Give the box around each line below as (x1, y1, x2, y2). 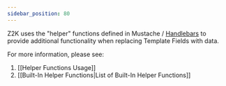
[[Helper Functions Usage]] (17, 63, 96, 71)
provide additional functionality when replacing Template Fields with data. (7, 36, 220, 45)
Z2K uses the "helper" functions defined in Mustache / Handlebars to (7, 29, 207, 37)
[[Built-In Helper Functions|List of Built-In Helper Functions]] (17, 71, 191, 79)
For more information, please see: (7, 50, 105, 58)
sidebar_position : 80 (7, 10, 70, 17)
